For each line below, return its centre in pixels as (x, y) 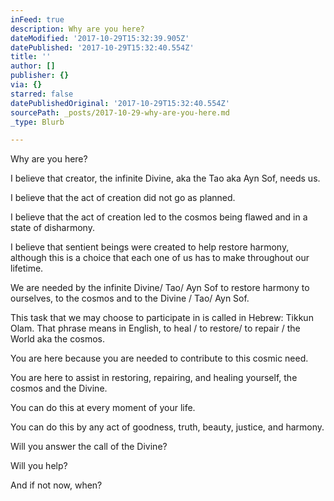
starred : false (42, 94)
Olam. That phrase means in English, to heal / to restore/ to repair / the (155, 328)
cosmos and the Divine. (59, 388)
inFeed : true (37, 19)
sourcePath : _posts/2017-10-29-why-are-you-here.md (120, 112)
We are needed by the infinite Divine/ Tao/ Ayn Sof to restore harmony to (160, 288)
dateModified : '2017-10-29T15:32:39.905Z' (100, 38)
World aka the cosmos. (58, 339)
